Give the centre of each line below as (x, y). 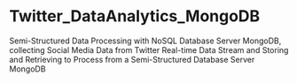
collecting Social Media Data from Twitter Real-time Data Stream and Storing (149, 49)
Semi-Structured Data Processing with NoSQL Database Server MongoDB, (145, 41)
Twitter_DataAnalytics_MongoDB (135, 16)
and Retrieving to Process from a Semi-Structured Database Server (132, 59)
